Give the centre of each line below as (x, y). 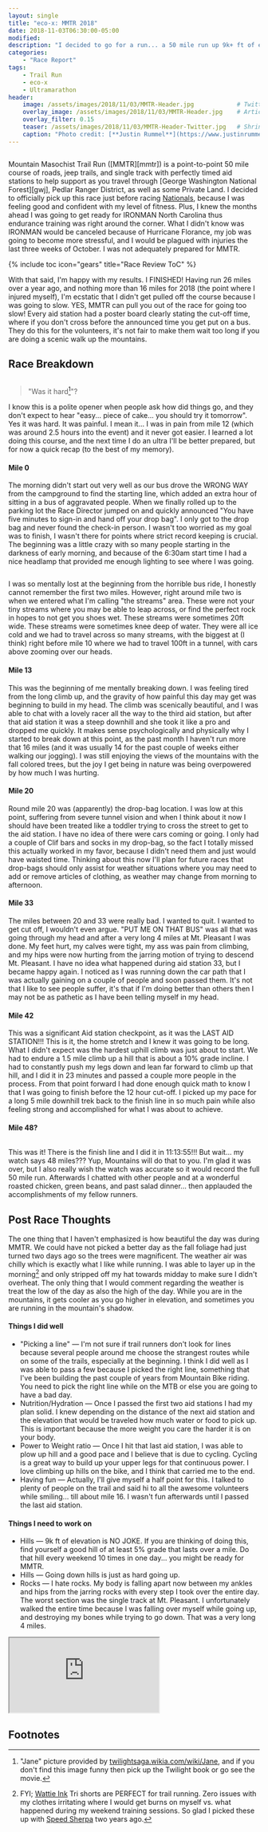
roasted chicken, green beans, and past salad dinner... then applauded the (130, 1186)
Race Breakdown (51, 364)
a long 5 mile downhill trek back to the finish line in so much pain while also (132, 1101)
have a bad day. (46, 1395)
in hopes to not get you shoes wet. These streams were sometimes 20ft (126, 618)
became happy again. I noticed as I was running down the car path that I (127, 971)
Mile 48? (23, 1127)
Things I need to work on (50, 1523)
